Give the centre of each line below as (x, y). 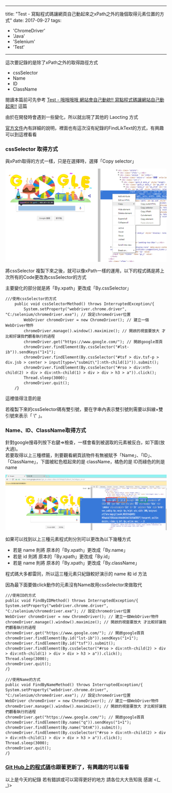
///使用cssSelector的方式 (31, 299)
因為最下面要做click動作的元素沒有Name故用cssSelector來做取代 (74, 585)
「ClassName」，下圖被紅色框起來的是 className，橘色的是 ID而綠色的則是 (85, 462)
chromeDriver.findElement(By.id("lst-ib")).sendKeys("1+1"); (72, 638)
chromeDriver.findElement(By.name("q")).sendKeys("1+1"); (68, 723)
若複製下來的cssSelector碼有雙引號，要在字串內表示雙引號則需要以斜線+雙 (84, 409)
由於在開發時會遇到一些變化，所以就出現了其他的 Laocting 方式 (72, 117)
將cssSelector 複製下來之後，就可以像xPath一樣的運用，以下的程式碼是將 (83, 271)
